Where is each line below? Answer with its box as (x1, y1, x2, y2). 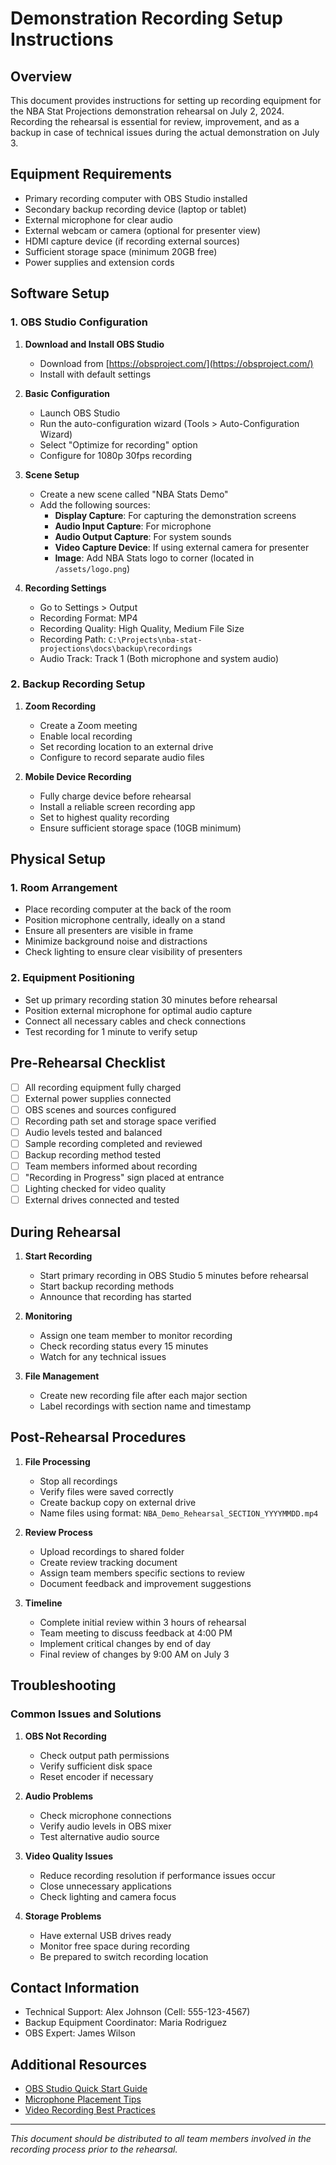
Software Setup (10, 285, 110, 302)
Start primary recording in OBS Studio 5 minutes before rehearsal (39, 1270, 309, 1282)
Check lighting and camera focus (39, 1890, 177, 1902)
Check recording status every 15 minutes (39, 1340, 209, 1352)
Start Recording (24, 1250, 93, 1262)
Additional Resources (10, 2056, 147, 2073)
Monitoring (24, 1310, 73, 1322)
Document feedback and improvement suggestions (39, 1577, 252, 1589)
